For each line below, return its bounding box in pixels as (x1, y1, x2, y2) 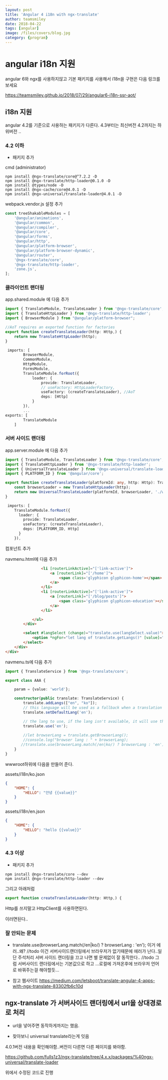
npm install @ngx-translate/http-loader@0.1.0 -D (5, 178, 111, 183)
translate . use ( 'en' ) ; (23, 723, 68, 728)
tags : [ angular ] (5, 26, 39, 31)
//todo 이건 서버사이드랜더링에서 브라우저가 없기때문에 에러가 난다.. (26, 948, 158, 954)
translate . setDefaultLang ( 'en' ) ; (23, 710, 93, 715)
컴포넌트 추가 (5, 545, 31, 551)
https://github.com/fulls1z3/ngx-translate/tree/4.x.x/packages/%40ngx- (5, 1053, 154, 1059)
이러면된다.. (5, 916, 28, 922)
